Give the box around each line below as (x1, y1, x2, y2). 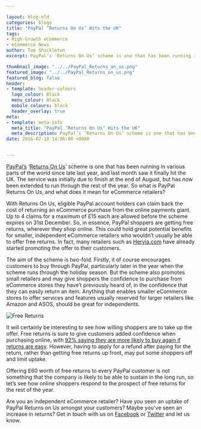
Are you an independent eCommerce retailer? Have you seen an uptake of (6, 398, 189, 404)
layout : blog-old (6, 14, 50, 20)
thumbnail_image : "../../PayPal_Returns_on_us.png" (6, 63, 138, 69)
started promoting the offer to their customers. (6, 245, 121, 251)
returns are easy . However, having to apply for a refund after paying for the (6, 343, 191, 350)
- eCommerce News (6, 42, 50, 48)
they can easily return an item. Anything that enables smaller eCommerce (6, 288, 187, 295)
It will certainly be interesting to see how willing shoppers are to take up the (6, 324, 193, 331)
